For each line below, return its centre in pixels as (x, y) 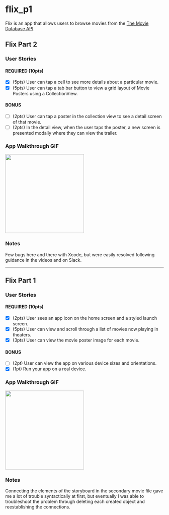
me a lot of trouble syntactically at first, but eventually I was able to (75, 496)
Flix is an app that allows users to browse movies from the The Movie (77, 23)
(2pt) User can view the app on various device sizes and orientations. (84, 363)
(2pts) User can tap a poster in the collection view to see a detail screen (87, 116)
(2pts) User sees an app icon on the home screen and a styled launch (85, 318)
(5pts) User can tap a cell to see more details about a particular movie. (86, 82)
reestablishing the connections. (38, 507)
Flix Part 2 (21, 45)
